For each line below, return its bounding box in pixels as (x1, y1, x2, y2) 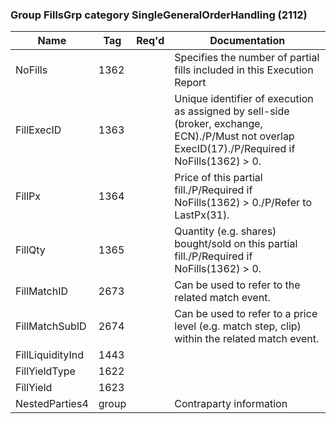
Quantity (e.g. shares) (174, 224, 277, 238)
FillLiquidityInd (15, 348, 84, 362)
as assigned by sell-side (174, 104, 290, 118)
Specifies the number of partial (174, 51, 320, 65)
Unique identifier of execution (174, 92, 314, 106)
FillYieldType (15, 364, 76, 378)
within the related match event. (174, 332, 320, 346)
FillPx (15, 189, 42, 203)
